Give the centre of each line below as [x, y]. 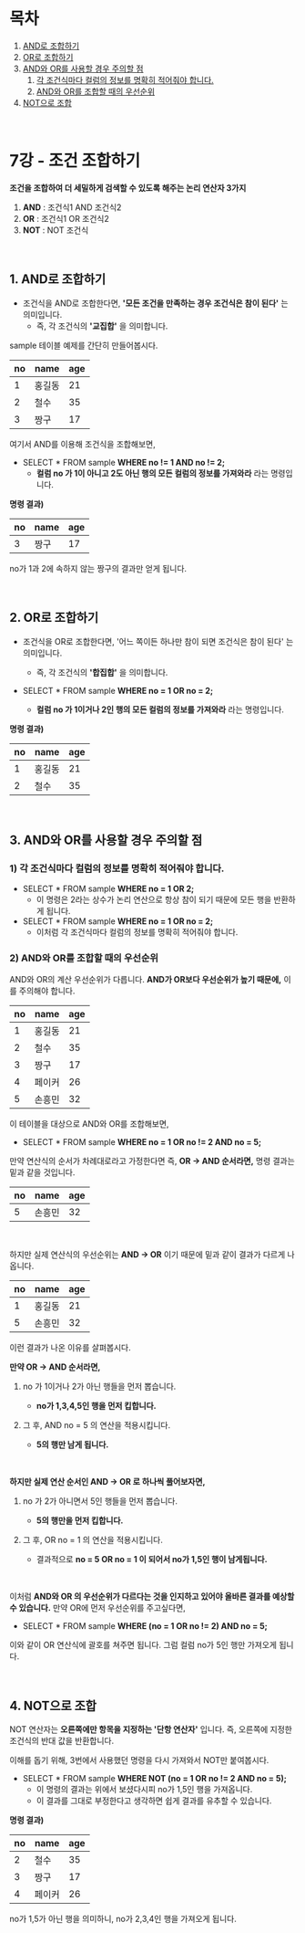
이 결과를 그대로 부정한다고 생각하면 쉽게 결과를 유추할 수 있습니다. [154, 1801]
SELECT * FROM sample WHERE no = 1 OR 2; [108, 889]
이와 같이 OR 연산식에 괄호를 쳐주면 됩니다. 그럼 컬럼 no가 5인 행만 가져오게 [143, 1645]
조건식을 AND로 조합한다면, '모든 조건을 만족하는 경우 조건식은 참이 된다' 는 [155, 303]
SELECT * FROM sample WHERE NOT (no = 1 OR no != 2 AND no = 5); [154, 1779]
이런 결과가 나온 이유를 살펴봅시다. [70, 1348]
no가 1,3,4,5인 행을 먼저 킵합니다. [96, 1406]
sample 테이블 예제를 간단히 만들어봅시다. [84, 345]
